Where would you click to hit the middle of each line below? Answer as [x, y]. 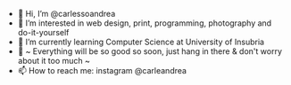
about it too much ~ [54, 61]
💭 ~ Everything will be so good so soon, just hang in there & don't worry [150, 51]
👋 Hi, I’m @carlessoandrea [67, 14]
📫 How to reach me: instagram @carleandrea [102, 70]
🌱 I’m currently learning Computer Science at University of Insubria [141, 42]
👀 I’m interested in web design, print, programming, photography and [145, 23]
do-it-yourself [43, 32]
